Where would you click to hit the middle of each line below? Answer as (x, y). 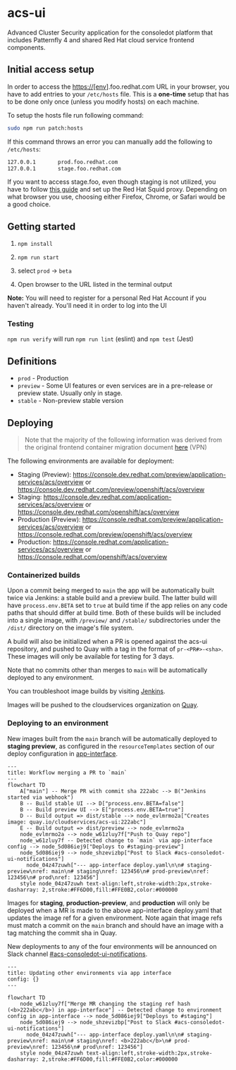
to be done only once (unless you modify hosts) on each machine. (103, 101)
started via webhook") (41, 797)
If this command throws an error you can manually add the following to (110, 142)
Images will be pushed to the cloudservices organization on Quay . (103, 705)
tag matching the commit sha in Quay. (62, 933)
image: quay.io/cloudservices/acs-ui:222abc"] (77, 822)
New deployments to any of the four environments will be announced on (112, 946)
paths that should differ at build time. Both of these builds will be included (114, 613)
